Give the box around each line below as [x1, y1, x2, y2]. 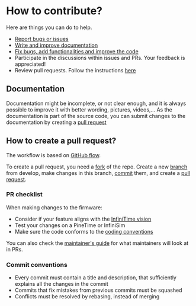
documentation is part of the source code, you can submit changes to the [6, 112, 186, 119]
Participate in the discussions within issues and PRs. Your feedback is [14, 54, 185, 61]
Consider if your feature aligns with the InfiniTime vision [14, 215, 152, 222]
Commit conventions [6, 260, 68, 269]
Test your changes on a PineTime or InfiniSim [14, 221, 126, 229]
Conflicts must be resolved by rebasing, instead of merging [14, 293, 160, 300]
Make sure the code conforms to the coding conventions [14, 228, 153, 235]
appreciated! [14, 60, 46, 68]
